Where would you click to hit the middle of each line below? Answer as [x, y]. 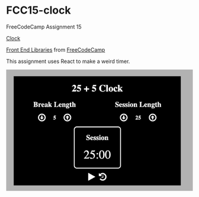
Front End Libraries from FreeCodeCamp [56, 50]
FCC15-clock [38, 10]
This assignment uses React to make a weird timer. [68, 61]
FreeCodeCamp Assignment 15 [44, 27]
